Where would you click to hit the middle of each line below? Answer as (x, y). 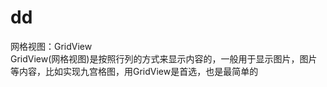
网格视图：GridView (51, 46)
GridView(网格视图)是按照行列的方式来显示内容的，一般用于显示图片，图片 (164, 58)
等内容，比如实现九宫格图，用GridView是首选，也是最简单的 (134, 71)
